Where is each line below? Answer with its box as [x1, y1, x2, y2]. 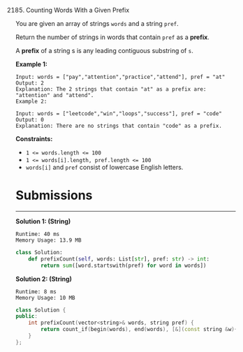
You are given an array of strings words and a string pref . [15, 20, 179, 27]
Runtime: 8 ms [15, 288, 57, 295]
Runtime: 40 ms [15, 230, 60, 237]
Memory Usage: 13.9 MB [15, 237, 82, 244]
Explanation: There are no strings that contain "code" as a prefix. [15, 122, 223, 129]
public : [15, 313, 38, 320]
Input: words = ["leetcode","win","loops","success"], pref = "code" [15, 110, 223, 117]
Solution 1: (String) [15, 217, 71, 226]
